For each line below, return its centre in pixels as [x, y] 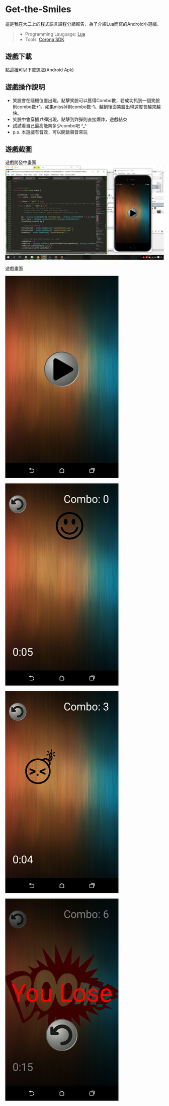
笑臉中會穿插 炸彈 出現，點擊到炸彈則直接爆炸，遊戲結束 [70, 119]
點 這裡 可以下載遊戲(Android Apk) [39, 70]
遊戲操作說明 [25, 87]
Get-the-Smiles [38, 9]
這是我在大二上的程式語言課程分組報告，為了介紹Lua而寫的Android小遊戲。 [83, 24]
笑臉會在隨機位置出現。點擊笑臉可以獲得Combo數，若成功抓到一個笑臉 [86, 100]
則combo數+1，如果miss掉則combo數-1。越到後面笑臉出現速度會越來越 [87, 107]
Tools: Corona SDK [45, 39]
